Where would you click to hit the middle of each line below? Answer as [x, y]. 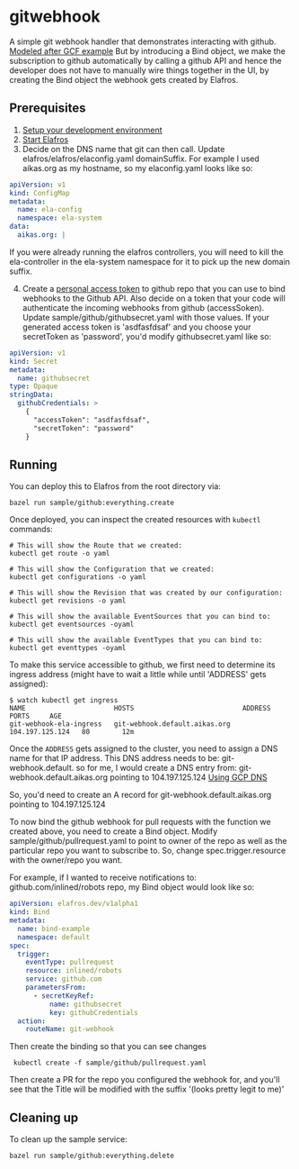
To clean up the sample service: [68, 1139]
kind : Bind [30, 912]
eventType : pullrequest [70, 962]
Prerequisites [48, 109]
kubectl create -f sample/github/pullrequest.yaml [110, 1063]
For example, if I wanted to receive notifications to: [103, 878]
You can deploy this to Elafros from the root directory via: [115, 486]
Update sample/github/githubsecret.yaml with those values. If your [146, 317]
